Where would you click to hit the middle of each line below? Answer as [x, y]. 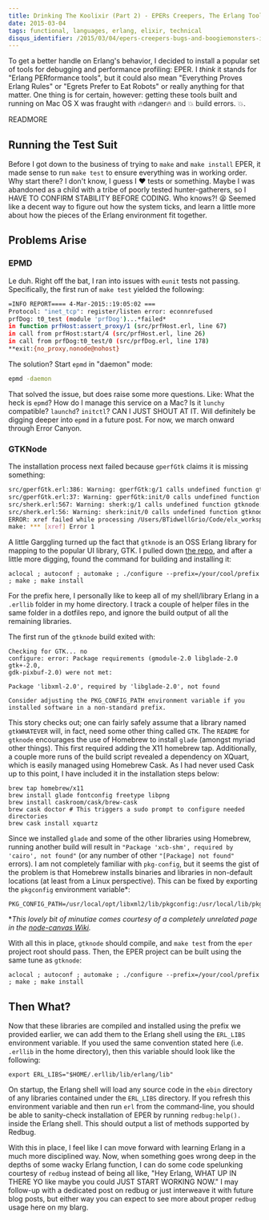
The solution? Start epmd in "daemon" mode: [81, 364]
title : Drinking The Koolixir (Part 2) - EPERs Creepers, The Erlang [127, 16]
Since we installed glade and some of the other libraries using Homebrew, [130, 838]
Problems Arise [48, 240]
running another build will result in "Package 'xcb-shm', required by [121, 847]
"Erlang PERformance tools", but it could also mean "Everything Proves [125, 78]
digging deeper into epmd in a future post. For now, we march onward [121, 420]
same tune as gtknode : [45, 960]
